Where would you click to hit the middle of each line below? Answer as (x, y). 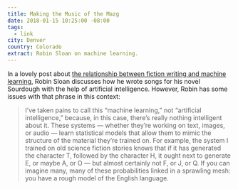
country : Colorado (35, 47)
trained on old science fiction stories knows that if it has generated (123, 148)
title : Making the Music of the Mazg (63, 14)
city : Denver (27, 40)
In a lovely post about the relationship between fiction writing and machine (117, 74)
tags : (15, 27)
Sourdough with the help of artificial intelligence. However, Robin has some (118, 89)
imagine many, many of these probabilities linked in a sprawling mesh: (128, 171)
